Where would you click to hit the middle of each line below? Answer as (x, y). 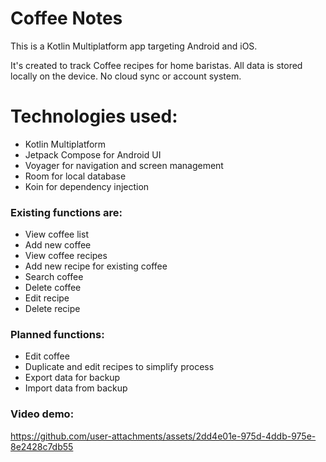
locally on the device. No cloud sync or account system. (126, 76)
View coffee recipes (66, 256)
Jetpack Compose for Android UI (93, 154)
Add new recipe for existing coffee (96, 266)
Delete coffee (53, 288)
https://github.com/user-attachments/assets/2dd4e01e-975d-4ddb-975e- (163, 436)
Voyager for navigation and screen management (124, 165)
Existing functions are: (66, 212)
